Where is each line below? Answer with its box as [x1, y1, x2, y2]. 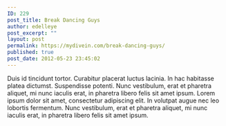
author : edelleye [7, 23, 57, 30]
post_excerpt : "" [7, 29, 57, 37]
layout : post [7, 36, 45, 43]
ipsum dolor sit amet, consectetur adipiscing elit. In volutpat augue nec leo [7, 96, 220, 105]
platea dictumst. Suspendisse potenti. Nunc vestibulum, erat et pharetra [7, 81, 212, 90]
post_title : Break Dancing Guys [7, 17, 100, 24]
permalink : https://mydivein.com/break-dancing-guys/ [7, 42, 166, 49]
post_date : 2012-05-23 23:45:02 [7, 55, 100, 62]
